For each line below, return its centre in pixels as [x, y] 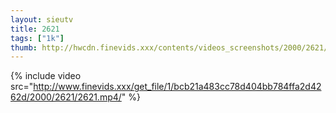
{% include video [46, 76]
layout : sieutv [42, 19]
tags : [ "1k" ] [37, 38]
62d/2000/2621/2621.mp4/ [66, 97]
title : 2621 [35, 29]
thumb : [24, 47]
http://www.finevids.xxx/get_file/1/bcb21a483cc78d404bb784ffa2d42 [177, 87]
